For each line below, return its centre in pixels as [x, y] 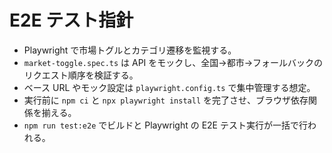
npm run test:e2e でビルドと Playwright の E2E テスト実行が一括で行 [165, 125]
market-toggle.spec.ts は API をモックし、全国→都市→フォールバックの [173, 62]
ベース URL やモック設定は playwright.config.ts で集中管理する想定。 [169, 87]
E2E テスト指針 [71, 20]
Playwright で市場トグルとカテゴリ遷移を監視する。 [130, 50]
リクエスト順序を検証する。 [81, 75]
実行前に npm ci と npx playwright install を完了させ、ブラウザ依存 [166, 100]
